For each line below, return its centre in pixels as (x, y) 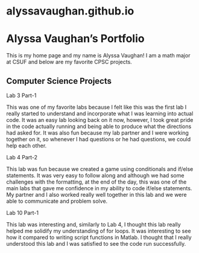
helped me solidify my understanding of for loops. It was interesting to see (99, 231)
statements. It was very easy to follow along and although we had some (95, 175)
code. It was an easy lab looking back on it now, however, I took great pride (100, 120)
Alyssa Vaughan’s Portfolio (75, 39)
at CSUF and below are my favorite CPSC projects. (69, 62)
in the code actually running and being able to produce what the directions (99, 126)
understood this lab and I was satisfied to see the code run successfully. (96, 243)
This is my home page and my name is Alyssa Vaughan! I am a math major (98, 56)
